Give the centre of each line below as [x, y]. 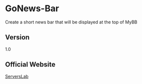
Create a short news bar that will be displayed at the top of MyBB [71, 22]
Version [17, 37]
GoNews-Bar [32, 9]
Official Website [30, 65]
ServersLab [17, 76]
